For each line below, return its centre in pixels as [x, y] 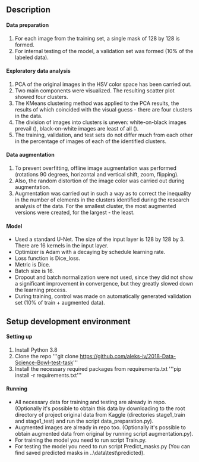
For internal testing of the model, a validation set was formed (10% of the [104, 51]
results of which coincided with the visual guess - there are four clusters [103, 109]
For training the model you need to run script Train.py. [81, 440]
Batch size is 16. [34, 271]
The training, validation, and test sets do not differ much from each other [104, 135]
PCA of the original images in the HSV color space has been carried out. [103, 84]
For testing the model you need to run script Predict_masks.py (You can [102, 446]
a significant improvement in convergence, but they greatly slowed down [104, 284]
